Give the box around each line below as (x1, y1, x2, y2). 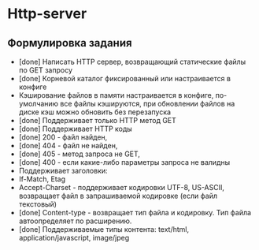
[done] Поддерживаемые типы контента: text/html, (18, 225, 190, 233)
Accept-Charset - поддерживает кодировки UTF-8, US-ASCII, (18, 183, 225, 192)
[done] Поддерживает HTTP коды (18, 124, 133, 133)
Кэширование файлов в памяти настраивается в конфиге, (18, 91, 214, 99)
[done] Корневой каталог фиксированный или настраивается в (18, 74, 231, 83)
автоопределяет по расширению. (18, 216, 132, 226)
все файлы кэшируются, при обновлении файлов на (60, 99, 235, 108)
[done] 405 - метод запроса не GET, (18, 149, 141, 159)
